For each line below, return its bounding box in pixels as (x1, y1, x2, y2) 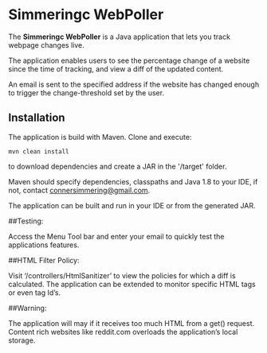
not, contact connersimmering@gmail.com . (8, 185, 151, 195)
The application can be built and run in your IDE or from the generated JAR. (8, 200, 256, 210)
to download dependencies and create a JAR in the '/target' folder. (8, 161, 227, 171)
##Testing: (8, 216, 44, 226)
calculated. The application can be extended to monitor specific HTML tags (8, 279, 257, 289)
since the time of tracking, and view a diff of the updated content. (8, 64, 224, 73)
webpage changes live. (8, 40, 85, 49)
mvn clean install (8, 147, 69, 156)
